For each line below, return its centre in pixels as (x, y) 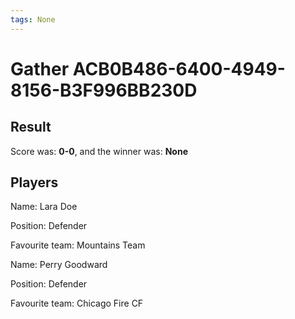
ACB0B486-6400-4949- (179, 68)
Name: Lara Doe (44, 207)
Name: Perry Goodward (59, 265)
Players (34, 182)
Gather (40, 68)
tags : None (33, 19)
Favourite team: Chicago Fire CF (77, 303)
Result (31, 127)
